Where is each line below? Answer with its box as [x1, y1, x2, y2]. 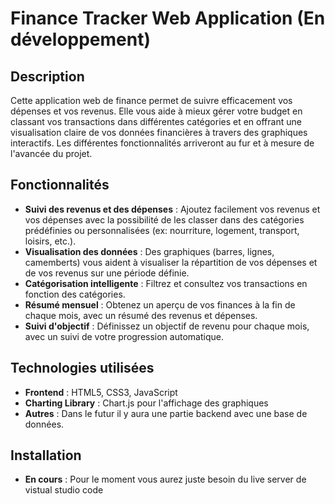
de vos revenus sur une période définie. [24, 267, 190, 279]
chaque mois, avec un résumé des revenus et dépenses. [24, 309, 258, 321]
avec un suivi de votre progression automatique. [24, 330, 224, 342]
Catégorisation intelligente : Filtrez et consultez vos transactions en [24, 277, 308, 289]
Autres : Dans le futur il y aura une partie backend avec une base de [24, 407, 308, 419]
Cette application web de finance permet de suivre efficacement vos [10, 95, 293, 106]
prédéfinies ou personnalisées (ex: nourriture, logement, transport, [24, 224, 300, 236]
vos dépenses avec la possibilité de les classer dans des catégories [24, 213, 305, 226]
